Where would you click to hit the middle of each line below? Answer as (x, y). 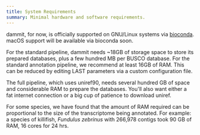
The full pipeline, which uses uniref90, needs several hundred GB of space (98, 82)
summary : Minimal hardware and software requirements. (76, 17)
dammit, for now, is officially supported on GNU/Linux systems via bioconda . (100, 34)
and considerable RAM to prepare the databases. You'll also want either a (96, 89)
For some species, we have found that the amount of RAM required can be (98, 106)
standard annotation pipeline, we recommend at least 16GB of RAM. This (95, 65)
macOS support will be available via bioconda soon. (70, 40)
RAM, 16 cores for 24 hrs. (38, 125)
